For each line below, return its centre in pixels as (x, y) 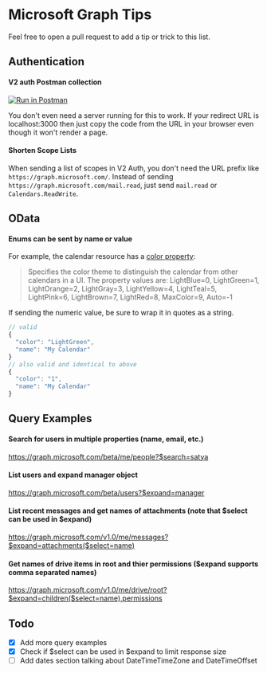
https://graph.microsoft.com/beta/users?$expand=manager (106, 492)
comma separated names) (53, 572)
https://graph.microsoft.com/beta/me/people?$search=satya (108, 456)
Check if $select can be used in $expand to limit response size (123, 651)
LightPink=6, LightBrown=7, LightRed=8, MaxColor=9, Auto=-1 (130, 297)
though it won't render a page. (58, 132)
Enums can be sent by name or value (71, 239)
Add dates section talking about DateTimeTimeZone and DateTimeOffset (138, 661)
